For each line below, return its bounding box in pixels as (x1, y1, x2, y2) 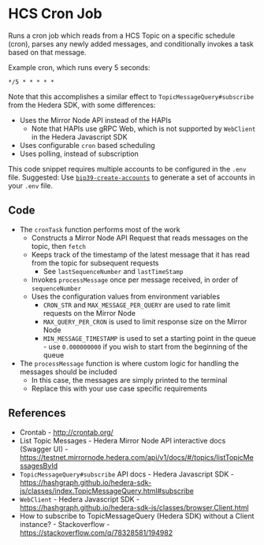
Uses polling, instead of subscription (19, 149, 139, 158)
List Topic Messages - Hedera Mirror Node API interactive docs (19, 436, 226, 445)
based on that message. (8, 47, 87, 57)
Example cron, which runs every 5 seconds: (8, 62, 151, 72)
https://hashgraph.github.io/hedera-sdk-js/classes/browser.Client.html (19, 502, 250, 512)
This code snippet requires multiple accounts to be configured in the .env (8, 164, 247, 173)
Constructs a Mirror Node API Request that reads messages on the (31, 233, 248, 243)
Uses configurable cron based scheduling (19, 140, 155, 150)
